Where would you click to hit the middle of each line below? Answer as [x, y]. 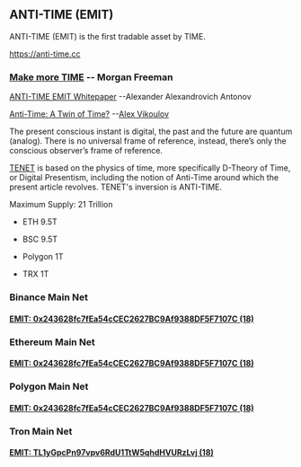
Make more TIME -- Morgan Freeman [91, 77]
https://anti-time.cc [45, 54]
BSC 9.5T [40, 239]
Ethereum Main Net [53, 342]
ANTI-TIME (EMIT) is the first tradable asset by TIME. [108, 36]
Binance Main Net [49, 297]
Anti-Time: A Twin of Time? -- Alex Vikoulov [89, 114]
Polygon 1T [43, 257]
